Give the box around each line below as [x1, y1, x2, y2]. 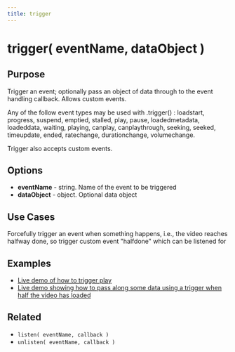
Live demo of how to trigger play [17, 276, 112, 285]
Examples [7, 257, 51, 269]
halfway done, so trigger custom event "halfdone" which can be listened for [7, 237, 227, 246]
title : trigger [7, 10, 52, 18]
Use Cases [7, 211, 55, 223]
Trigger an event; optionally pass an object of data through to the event [7, 87, 213, 96]
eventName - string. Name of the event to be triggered [17, 183, 177, 192]
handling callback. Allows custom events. [7, 94, 127, 103]
